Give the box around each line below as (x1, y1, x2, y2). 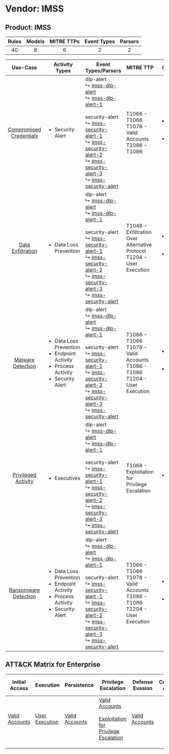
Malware (14, 356, 35, 363)
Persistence (64, 682, 94, 689)
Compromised (8, 126, 41, 133)
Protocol (126, 248, 146, 254)
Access (10, 685, 29, 692)
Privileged (12, 472, 37, 478)
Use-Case (12, 64, 38, 71)
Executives (54, 475, 80, 481)
